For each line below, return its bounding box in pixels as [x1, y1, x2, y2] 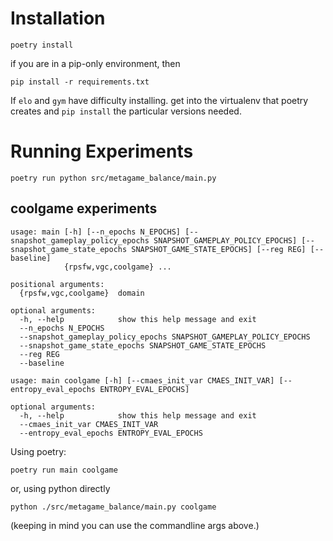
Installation [10, 7, 106, 30]
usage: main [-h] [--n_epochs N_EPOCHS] [10, 227, 182, 237]
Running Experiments [10, 140, 194, 163]
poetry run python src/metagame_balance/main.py [10, 173, 217, 183]
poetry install [10, 40, 74, 50]
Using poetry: [10, 445, 67, 457]
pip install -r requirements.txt [10, 77, 150, 87]
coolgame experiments [10, 200, 158, 217]
